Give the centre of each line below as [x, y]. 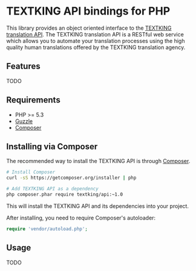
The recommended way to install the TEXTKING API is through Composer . [98, 161]
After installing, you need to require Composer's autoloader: [81, 218]
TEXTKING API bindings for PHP [88, 11]
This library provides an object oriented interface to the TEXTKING [89, 28]
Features [23, 66]
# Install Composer [31, 172]
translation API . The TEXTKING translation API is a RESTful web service [95, 34]
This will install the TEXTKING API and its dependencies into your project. [98, 206]
